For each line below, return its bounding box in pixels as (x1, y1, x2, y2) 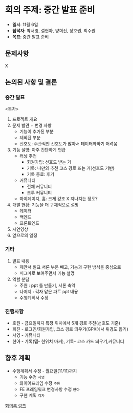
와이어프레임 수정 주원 (19, 380, 61, 386)
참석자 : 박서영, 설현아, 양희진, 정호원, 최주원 (12, 27, 96, 33)
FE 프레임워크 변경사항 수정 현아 (19, 386, 80, 392)
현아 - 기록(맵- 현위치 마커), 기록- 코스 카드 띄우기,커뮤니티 (12, 338, 125, 345)
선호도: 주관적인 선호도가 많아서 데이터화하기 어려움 (19, 141, 118, 147)
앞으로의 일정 (12, 233, 38, 239)
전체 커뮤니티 (26, 184, 52, 190)
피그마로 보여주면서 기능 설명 (19, 270, 75, 276)
